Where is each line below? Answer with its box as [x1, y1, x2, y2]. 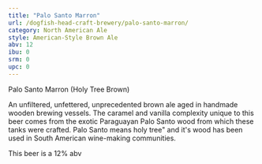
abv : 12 [8, 41, 34, 49]
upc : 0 [8, 63, 30, 71]
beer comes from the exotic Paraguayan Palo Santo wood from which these [8, 116, 254, 126]
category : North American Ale [8, 26, 108, 34]
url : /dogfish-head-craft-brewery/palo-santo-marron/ [8, 19, 189, 27]
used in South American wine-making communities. [8, 133, 176, 143]
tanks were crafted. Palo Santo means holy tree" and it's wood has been [8, 125, 243, 134]
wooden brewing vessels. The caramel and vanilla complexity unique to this [8, 108, 254, 117]
